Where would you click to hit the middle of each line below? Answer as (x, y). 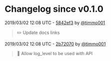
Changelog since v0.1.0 (54, 9)
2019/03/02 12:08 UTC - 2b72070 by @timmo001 (55, 44)
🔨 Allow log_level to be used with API (55, 53)
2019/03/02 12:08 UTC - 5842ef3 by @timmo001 (55, 23)
